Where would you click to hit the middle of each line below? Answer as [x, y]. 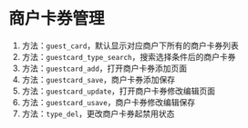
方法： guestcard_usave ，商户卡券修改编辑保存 [108, 102]
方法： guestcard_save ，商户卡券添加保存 [98, 79]
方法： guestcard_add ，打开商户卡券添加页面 [104, 68]
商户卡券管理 [57, 19]
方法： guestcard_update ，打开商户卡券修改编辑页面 [119, 91]
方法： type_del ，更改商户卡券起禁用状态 [98, 113]
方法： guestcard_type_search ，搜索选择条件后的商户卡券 [129, 56]
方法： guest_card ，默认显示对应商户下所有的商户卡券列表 [130, 45]
